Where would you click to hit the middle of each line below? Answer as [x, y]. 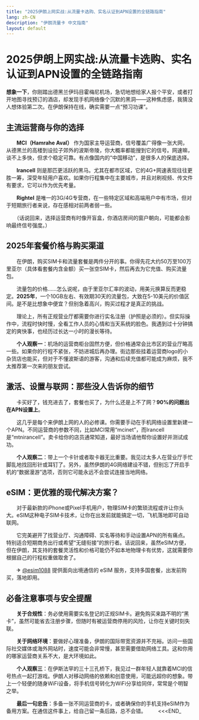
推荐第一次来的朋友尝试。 [42, 366]
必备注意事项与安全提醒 [49, 598]
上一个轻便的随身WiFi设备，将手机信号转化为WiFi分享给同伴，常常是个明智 [97, 684]
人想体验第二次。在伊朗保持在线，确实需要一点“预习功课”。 [78, 107]
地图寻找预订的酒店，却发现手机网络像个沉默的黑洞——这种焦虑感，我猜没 [102, 99]
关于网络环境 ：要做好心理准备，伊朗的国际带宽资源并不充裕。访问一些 [102, 641]
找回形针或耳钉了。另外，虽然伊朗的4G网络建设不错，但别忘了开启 [103, 464]
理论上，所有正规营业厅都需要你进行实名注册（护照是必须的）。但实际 [101, 316]
